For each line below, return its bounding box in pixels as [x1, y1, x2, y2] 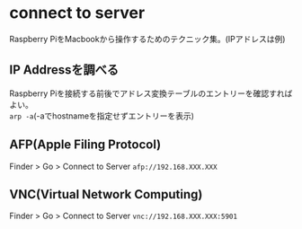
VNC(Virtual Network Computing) [9, 187, 203, 202]
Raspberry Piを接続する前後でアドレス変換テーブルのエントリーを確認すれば [9, 88, 293, 99]
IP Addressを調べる [9, 62, 120, 78]
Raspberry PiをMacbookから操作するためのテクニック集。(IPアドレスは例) [9, 33, 286, 44]
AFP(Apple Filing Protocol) [9, 137, 162, 153]
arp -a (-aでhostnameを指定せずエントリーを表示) [9, 110, 195, 121]
